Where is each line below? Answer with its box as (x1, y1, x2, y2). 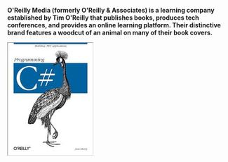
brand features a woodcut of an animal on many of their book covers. (7, 28, 213, 37)
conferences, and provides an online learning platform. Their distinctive (7, 21, 221, 29)
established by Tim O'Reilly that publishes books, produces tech (7, 13, 199, 22)
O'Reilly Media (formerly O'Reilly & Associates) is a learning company (7, 6, 215, 14)
